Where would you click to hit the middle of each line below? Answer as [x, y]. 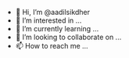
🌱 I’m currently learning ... [57, 29]
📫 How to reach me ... [52, 46]
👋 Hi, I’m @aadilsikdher [53, 12]
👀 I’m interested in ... [48, 20]
